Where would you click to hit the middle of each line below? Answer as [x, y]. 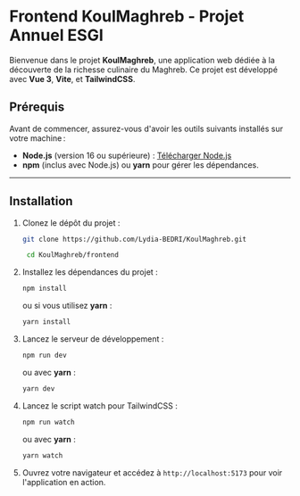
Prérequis [37, 107]
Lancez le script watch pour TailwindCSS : [100, 405]
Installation [41, 201]
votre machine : [37, 138]
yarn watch [42, 455]
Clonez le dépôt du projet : [71, 223]
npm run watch [48, 422]
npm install [44, 289]
